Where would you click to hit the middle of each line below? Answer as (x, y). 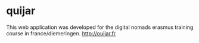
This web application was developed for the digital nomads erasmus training (100, 27)
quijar (21, 11)
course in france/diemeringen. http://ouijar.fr (61, 33)
